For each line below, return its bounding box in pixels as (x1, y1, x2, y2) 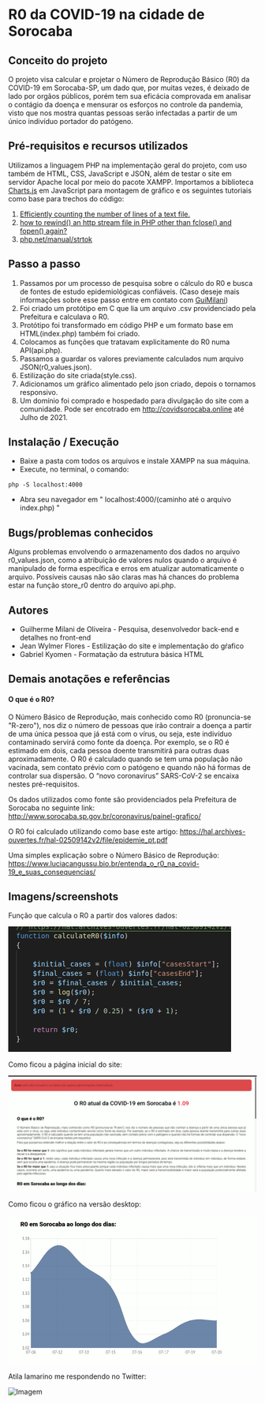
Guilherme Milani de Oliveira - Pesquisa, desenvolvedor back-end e (19, 625, 240, 634)
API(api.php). (19, 345, 63, 355)
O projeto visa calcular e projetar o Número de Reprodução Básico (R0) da (8, 75, 250, 84)
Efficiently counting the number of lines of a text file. (19, 209, 191, 219)
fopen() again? (19, 226, 68, 235)
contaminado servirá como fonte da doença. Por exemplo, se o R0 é (8, 737, 230, 747)
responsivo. (19, 387, 58, 396)
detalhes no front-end (19, 633, 91, 643)
